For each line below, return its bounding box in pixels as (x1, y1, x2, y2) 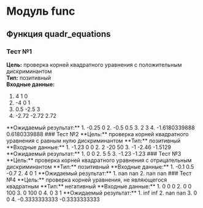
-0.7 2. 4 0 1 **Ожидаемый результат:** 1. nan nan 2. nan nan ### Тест (6, 169, 192, 177)
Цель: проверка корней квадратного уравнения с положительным (6, 61, 182, 68)
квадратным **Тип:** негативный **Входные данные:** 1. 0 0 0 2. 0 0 (6, 182, 192, 190)
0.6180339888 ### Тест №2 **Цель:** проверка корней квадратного (6, 130, 189, 137)
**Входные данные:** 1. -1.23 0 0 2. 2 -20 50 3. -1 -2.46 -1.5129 (6, 143, 172, 151)
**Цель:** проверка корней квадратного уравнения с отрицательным (6, 156, 192, 164)
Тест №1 (6, 47, 33, 56)
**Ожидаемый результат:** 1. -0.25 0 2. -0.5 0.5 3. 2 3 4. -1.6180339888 (6, 124, 195, 131)
